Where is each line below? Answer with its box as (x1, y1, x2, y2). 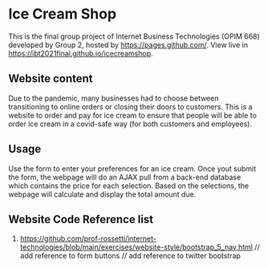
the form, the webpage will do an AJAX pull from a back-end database (8, 172, 242, 182)
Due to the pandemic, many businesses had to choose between (8, 93, 219, 103)
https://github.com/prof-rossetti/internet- (19, 234, 156, 244)
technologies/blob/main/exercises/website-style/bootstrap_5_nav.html (19, 242, 253, 252)
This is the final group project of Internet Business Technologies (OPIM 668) (8, 31, 261, 41)
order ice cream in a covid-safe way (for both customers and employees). (8, 118, 253, 129)
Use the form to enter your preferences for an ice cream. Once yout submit (8, 163, 257, 173)
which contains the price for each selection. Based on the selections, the (8, 180, 250, 190)
